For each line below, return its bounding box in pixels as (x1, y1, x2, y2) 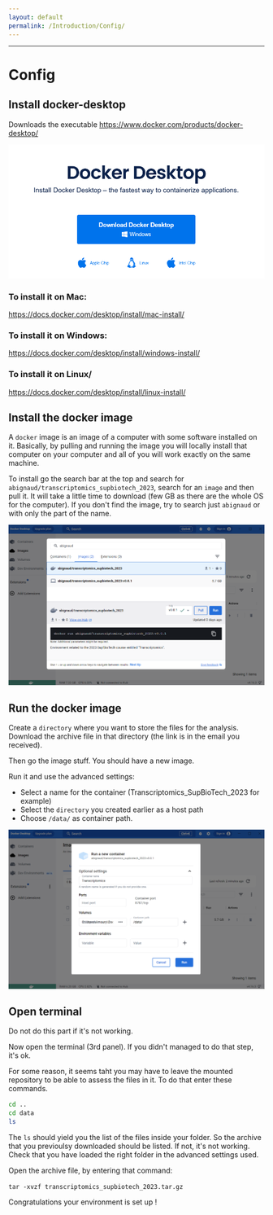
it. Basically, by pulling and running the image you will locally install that (8, 441, 248, 451)
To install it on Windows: (8, 330, 108, 341)
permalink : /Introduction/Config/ (8, 21, 126, 30)
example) (19, 796, 52, 805)
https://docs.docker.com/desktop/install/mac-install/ (8, 309, 185, 319)
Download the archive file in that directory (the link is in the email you (8, 731, 240, 741)
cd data (8, 1109, 35, 1117)
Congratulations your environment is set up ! (8, 1197, 158, 1207)
